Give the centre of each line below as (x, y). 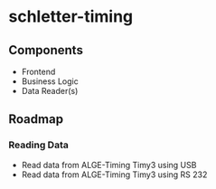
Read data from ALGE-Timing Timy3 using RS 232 (114, 175)
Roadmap (36, 119)
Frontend (38, 71)
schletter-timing (71, 17)
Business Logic (50, 81)
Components (46, 50)
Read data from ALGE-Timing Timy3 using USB (109, 165)
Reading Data (38, 145)
